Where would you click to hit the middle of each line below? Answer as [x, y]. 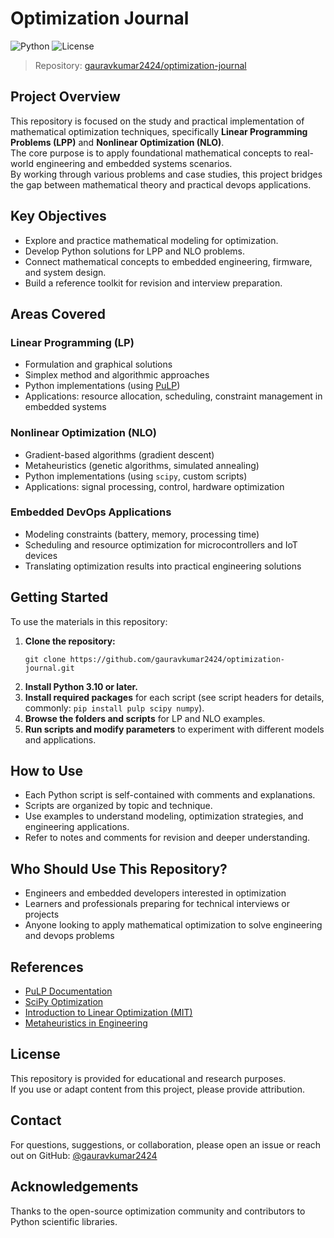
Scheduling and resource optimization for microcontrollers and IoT [161, 544]
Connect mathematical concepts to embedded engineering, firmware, [168, 261]
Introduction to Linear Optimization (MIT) [108, 1013]
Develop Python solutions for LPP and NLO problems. [135, 251]
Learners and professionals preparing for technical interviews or [157, 904]
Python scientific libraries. [64, 1221]
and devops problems [69, 936]
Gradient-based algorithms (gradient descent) [119, 454]
